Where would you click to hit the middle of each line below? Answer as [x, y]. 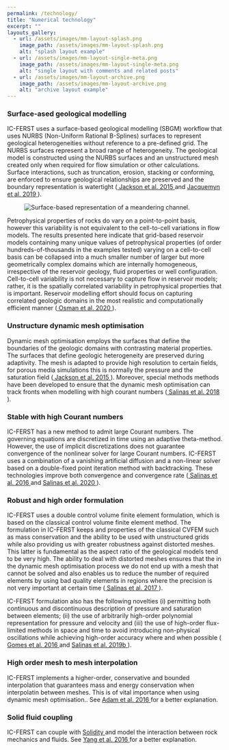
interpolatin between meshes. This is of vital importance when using [103, 692]
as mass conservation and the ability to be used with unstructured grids [108, 537]
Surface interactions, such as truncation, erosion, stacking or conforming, [111, 173]
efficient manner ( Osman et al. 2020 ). [62, 308]
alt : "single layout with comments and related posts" [99, 71]
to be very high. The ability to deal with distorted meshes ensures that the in [114, 559]
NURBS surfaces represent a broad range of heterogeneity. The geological [112, 151]
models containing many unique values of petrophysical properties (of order [114, 242]
